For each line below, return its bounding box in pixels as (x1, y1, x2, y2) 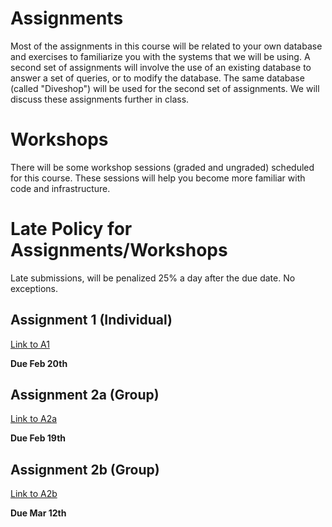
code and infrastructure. (10, 182, 111, 194)
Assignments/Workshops (10, 239, 228, 262)
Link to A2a (10, 413, 58, 425)
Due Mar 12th (10, 507, 67, 519)
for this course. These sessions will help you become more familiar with (10, 172, 306, 184)
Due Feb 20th (10, 357, 68, 369)
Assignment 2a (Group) (10, 387, 160, 404)
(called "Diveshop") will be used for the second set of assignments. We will (10, 82, 320, 94)
